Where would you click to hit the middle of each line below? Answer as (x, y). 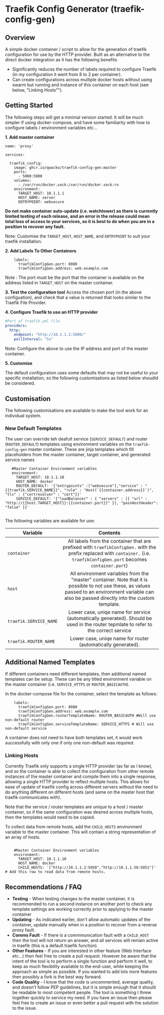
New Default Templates (33, 428)
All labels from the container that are (109, 541)
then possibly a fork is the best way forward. (57, 977)
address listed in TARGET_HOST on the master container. (59, 282)
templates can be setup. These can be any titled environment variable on (79, 679)
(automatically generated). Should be (109, 619)
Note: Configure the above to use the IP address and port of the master (77, 348)
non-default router (25, 720)
